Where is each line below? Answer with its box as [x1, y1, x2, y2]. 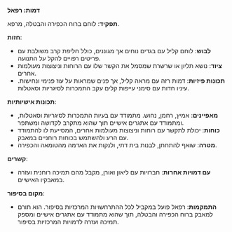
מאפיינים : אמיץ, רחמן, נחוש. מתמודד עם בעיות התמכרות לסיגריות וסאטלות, [17, 111, 219, 119]
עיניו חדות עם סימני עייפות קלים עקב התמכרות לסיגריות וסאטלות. [17, 84, 190, 92]
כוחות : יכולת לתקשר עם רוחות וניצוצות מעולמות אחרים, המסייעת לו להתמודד [17, 126, 221, 134]
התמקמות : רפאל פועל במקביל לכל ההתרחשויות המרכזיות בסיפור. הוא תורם [17, 203, 217, 211]
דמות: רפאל [7, 6, 41, 14]
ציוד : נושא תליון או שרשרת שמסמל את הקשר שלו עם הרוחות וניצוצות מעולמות [17, 62, 222, 69]
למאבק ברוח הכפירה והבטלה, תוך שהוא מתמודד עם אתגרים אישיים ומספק [17, 210, 214, 218]
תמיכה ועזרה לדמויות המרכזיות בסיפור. [17, 217, 119, 226]
